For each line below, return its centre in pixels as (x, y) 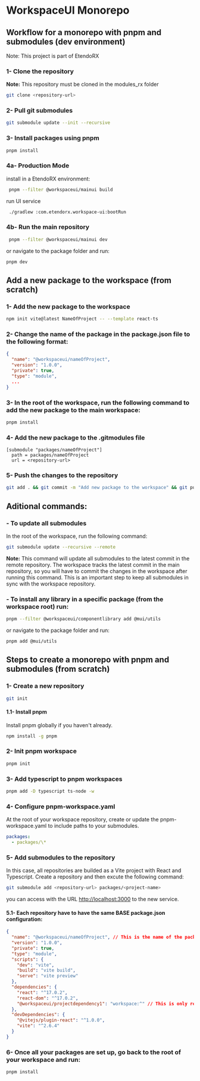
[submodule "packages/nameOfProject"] (54, 450)
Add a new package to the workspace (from (89, 280)
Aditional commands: (47, 506)
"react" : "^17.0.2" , (42, 992)
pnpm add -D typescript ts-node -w (50, 791)
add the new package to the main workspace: (74, 410)
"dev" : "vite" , (36, 965)
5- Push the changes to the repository (62, 475)
